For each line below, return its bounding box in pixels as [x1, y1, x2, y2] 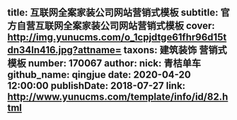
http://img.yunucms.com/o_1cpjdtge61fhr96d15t [7, 31, 227, 44]
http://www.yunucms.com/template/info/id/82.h [7, 91, 229, 103]
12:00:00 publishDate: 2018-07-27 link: [7, 80, 186, 92]
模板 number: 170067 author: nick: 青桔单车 [7, 57, 202, 69]
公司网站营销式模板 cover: [100, 20, 216, 32]
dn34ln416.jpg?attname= [7, 44, 122, 56]
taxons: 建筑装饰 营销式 [123, 44, 228, 56]
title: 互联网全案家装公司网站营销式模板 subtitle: [7, 6, 219, 19]
